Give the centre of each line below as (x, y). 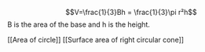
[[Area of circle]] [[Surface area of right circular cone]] (96, 40)
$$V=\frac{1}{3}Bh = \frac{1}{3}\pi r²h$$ (131, 12)
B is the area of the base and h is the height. (79, 24)
